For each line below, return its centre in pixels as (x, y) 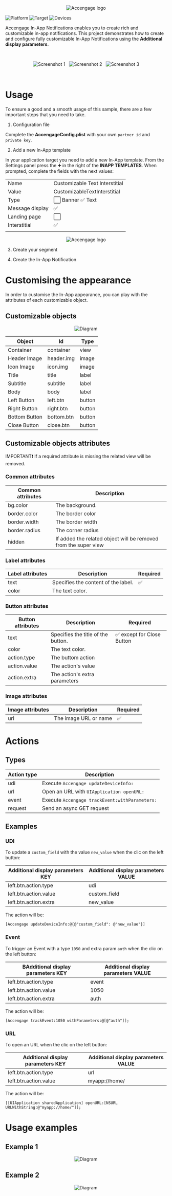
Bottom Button (25, 416)
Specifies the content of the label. (93, 583)
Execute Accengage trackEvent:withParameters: (99, 800)
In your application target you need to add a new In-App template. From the (85, 160)
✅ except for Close (138, 635)
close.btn (59, 425)
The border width (76, 522)
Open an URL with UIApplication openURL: (93, 791)
